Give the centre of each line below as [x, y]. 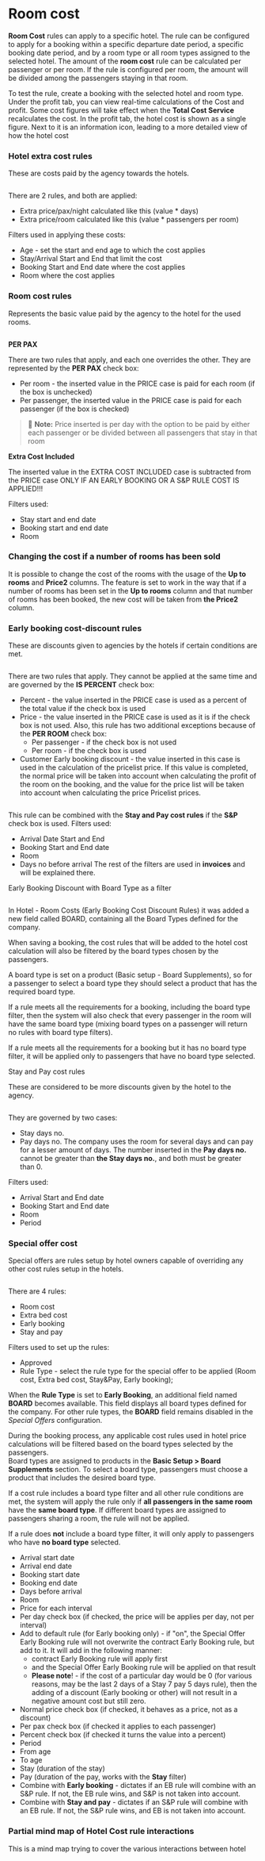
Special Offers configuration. [55, 1421]
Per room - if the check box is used [89, 751]
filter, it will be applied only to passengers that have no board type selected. [132, 1056]
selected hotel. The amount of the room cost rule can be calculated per [125, 61]
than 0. [31, 1167]
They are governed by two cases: [63, 1118]
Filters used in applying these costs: [67, 235]
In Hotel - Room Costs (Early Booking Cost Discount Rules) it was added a [129, 910]
